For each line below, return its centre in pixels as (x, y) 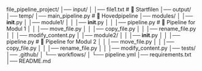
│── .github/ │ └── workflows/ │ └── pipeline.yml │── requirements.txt (99, 54)
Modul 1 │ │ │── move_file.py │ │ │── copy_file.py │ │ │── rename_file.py (101, 29)
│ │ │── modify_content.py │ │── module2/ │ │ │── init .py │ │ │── (93, 35)
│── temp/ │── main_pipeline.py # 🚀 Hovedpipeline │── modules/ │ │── (100, 16)
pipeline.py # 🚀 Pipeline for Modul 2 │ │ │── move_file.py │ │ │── (90, 42)
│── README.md (29, 61)
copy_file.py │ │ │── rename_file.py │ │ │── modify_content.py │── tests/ (101, 48)
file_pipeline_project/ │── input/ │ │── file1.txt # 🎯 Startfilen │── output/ (99, 9)
